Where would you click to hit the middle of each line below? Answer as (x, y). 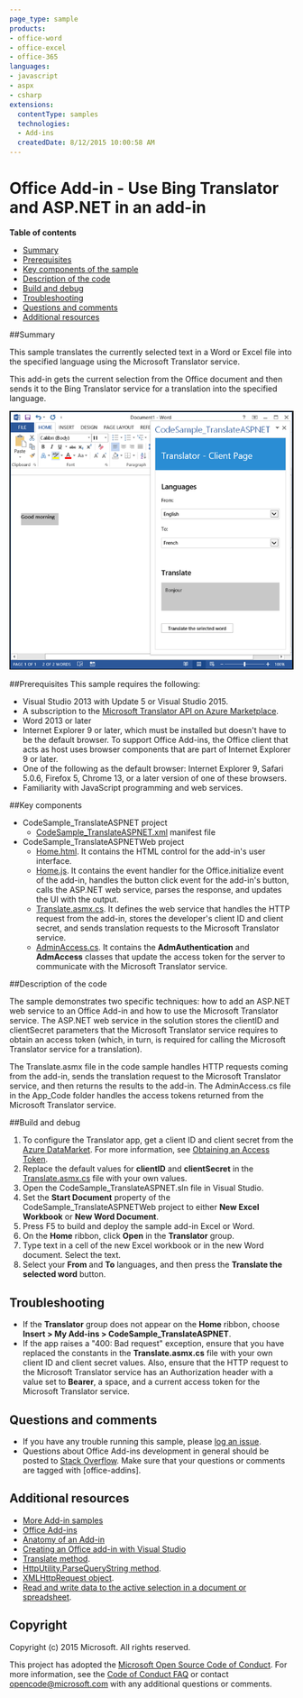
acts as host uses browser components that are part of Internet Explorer (156, 749)
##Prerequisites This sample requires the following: (105, 684)
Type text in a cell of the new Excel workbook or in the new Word (143, 1245)
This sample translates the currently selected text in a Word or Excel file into (151, 352)
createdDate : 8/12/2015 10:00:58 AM (86, 143)
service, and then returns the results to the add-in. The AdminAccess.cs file (150, 1086)
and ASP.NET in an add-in (108, 208)
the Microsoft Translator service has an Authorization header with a (147, 1372)
